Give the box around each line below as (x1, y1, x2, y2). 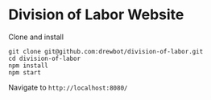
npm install (8, 62, 48, 70)
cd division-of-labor (8, 54, 81, 62)
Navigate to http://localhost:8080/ (8, 82, 128, 92)
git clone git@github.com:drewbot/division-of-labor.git (8, 47, 204, 55)
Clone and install (8, 32, 64, 42)
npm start (8, 68, 42, 77)
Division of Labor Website (8, 6, 184, 24)
